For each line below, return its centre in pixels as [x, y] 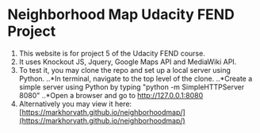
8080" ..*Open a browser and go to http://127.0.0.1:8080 [111, 95]
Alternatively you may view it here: [75, 104]
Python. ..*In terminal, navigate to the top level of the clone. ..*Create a [136, 78]
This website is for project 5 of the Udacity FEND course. [112, 53]
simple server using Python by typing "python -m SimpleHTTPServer [132, 87]
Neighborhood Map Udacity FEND [121, 15]
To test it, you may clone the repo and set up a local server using [125, 70]
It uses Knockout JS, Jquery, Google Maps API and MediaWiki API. [128, 62]
